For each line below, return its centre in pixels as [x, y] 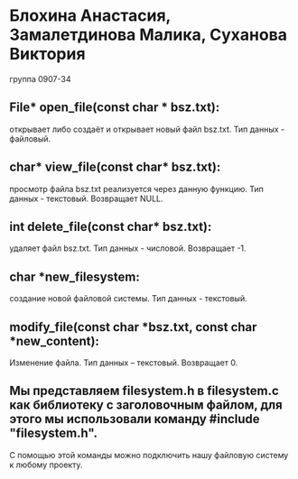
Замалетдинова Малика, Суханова [148, 35]
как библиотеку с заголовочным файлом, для [146, 405]
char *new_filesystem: [74, 276]
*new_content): [54, 341]
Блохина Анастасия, [90, 16]
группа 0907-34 [40, 78]
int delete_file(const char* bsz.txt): [111, 226]
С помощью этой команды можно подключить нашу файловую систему [149, 455]
